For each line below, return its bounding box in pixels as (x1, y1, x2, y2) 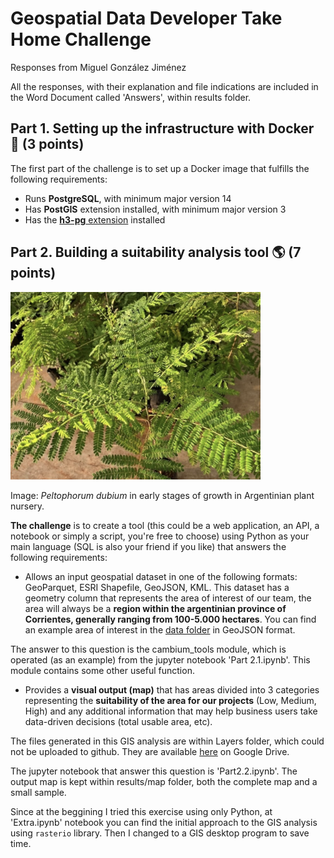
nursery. (10, 500, 45, 512)
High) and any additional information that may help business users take (24, 705, 318, 717)
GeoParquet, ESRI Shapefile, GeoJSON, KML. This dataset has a (24, 581, 290, 593)
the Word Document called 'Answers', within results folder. (10, 91, 252, 103)
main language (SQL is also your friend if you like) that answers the (10, 540, 287, 552)
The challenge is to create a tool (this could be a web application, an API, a (10, 519, 320, 531)
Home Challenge (10, 28, 152, 51)
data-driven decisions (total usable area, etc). (24, 715, 213, 727)
